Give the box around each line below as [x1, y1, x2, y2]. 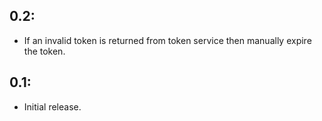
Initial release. [23, 100, 82, 113]
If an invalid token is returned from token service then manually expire [23, 34, 312, 46]
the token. [23, 45, 66, 57]
